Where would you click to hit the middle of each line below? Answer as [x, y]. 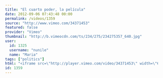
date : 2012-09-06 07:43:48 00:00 [39, 14]
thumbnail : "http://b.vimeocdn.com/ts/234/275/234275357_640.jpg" [73, 37]
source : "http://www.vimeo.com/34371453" [48, 23]
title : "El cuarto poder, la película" [45, 9]
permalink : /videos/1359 [30, 18]
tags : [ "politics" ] [25, 59]
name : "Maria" [24, 55]
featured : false [21, 28]
